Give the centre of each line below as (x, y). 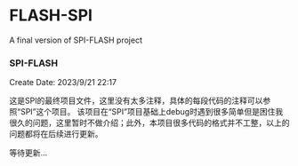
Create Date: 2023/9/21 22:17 (63, 83)
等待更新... (28, 153)
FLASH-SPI (51, 16)
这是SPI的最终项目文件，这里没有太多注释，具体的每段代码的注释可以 (136, 101)
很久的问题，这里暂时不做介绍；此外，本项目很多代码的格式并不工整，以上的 (149, 123)
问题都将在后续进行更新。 (56, 134)
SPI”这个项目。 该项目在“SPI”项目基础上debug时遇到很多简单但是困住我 (152, 112)
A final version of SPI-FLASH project (76, 40)
